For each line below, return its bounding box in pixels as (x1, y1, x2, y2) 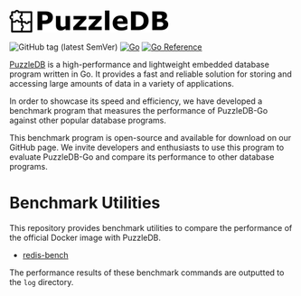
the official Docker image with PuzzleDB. (9, 232, 161, 243)
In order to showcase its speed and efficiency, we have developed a (9, 96, 263, 106)
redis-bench (22, 249, 70, 260)
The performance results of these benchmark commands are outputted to (9, 267, 285, 278)
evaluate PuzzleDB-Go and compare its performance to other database (9, 152, 275, 162)
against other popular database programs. (9, 115, 167, 125)
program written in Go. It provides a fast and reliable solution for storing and (9, 69, 292, 79)
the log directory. (9, 276, 74, 287)
